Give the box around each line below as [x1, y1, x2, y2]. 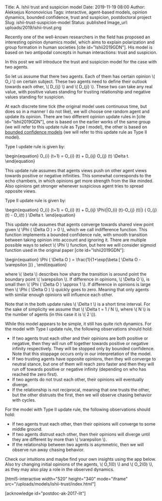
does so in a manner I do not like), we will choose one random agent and [5, 109, 150, 114]
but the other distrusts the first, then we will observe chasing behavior [12, 392, 152, 398]
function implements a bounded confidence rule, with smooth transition [5, 232, 147, 237]
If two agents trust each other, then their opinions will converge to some [12, 421, 156, 427]
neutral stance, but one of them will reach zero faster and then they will [12, 361, 154, 367]
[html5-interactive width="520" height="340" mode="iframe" [5, 476, 128, 482]
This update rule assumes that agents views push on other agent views [5, 168, 147, 173]
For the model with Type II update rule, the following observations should [5, 407, 151, 412]
